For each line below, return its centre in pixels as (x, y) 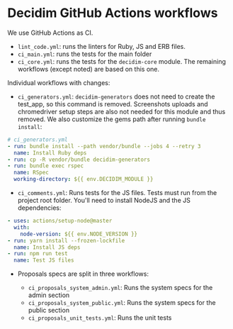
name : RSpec (32, 173)
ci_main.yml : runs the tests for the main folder (85, 54)
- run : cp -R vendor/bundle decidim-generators (79, 160)
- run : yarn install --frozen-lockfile (66, 240)
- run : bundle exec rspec (45, 166)
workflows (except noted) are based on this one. (89, 69)
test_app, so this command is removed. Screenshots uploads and (113, 104)
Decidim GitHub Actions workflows (113, 13)
